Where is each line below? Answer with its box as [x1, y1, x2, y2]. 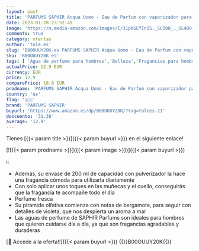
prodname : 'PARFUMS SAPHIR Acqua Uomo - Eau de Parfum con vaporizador [6, 86, 187, 92]
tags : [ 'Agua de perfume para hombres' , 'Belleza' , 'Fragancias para [6, 58, 179, 64]
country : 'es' [6, 91, 41, 97]
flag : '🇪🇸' [6, 96, 36, 102]
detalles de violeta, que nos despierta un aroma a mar [14, 208, 146, 215]
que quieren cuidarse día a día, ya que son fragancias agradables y [14, 220, 179, 228]
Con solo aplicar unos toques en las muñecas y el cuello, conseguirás [14, 183, 185, 190]
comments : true [6, 31, 44, 37]
